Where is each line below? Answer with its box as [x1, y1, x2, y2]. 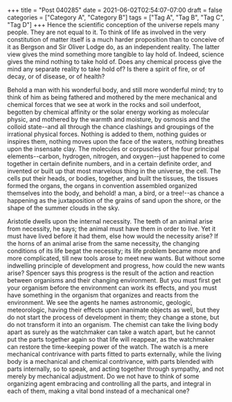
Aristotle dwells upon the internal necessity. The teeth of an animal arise [7, 217, 213, 225]
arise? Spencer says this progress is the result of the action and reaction [7, 269, 215, 277]
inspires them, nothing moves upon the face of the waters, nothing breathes [7, 137, 224, 145]
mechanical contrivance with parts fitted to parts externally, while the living [7, 350, 222, 358]
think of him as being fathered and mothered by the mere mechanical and [7, 93, 217, 101]
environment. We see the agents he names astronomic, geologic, [7, 299, 193, 306]
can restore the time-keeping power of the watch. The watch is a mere [7, 343, 209, 351]
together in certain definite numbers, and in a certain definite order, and [7, 160, 212, 167]
